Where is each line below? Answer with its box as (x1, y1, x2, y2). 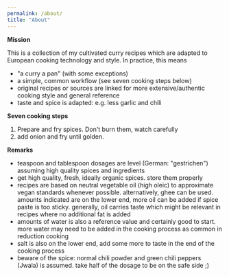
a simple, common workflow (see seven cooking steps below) (16, 76, 192, 84)
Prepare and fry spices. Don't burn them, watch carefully (16, 125, 178, 133)
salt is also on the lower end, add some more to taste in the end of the (16, 239, 215, 247)
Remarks (7, 146, 34, 154)
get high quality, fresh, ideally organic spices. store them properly (16, 173, 204, 182)
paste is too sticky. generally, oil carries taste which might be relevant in (16, 203, 221, 211)
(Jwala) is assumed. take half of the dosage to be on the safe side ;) (16, 261, 210, 269)
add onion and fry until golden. (16, 132, 104, 141)
